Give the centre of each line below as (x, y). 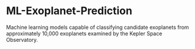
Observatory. (22, 40)
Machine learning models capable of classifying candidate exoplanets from (97, 27)
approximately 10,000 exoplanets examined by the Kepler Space (84, 33)
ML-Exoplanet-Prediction (69, 11)
